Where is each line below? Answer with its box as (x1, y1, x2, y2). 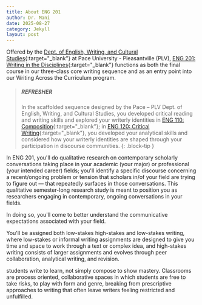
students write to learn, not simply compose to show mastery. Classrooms (6, 267, 192, 275)
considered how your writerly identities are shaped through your (21, 136, 183, 143)
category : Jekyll (6, 26, 50, 32)
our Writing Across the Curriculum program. (6, 74, 116, 82)
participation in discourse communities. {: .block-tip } (21, 142, 155, 150)
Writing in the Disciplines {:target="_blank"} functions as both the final (6, 61, 181, 69)
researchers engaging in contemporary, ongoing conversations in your (6, 193, 183, 200)
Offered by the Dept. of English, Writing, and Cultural (6, 48, 138, 55)
